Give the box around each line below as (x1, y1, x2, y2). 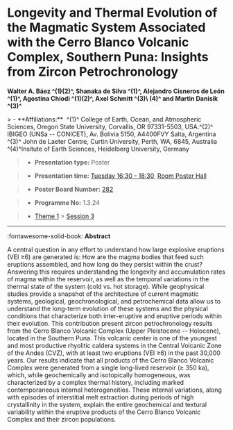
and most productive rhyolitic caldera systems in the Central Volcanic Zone (7, 341, 222, 349)
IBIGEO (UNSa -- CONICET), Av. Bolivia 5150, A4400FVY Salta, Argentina (7, 130, 216, 138)
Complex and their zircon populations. (7, 415, 116, 423)
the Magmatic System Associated (7, 19, 206, 35)
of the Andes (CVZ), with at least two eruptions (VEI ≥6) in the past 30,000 (7, 349, 221, 357)
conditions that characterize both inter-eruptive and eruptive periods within (7, 311, 223, 320)
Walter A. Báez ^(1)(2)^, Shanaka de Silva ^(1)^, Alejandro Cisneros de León (7, 87, 225, 95)
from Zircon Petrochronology (7, 64, 179, 80)
